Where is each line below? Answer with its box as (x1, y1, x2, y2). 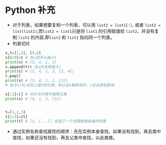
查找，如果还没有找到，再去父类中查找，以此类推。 (12, 135, 118, 141)
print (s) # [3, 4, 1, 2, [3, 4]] (5, 69, 75, 74)
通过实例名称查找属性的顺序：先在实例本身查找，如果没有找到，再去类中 (12, 129, 161, 135)
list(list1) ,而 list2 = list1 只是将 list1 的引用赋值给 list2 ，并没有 (12, 28, 155, 34)
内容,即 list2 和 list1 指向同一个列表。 (34, 34, 115, 40)
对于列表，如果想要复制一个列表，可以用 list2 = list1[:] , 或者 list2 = (12, 22, 161, 28)
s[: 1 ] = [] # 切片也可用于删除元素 (5, 91, 67, 97)
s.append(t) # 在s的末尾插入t (5, 64, 61, 70)
